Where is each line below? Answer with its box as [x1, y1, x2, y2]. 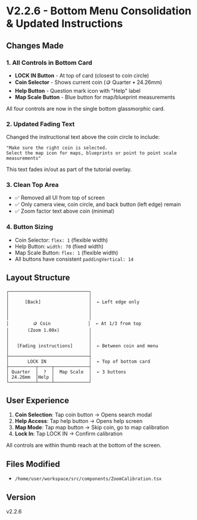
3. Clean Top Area [6, 180, 59, 189]
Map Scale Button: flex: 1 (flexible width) [14, 249, 118, 256]
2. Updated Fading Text [6, 120, 75, 128]
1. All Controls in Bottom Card [6, 58, 92, 67]
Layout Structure [6, 273, 70, 283]
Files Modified [6, 459, 61, 469]
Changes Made [6, 41, 64, 51]
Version [6, 492, 36, 502]
